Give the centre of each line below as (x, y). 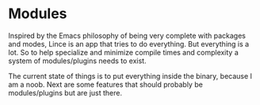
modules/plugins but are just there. (65, 92)
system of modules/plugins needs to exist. (77, 61)
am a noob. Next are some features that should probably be (106, 84)
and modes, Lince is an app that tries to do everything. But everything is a (129, 43)
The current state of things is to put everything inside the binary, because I (130, 76)
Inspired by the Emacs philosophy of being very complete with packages (127, 36)
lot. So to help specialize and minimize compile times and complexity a (124, 52)
